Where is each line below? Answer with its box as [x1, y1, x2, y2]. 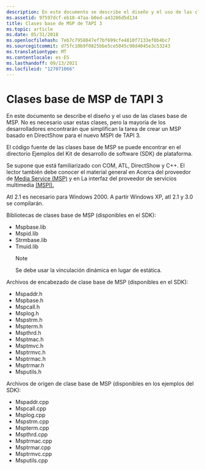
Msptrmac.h [15, 355, 46, 362]
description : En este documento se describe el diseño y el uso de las [6, 9, 192, 15]
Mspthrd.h [15, 329, 41, 337]
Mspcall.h [15, 303, 40, 310]
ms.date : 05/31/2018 [6, 32, 59, 38]
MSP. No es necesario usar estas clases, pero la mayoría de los [6, 119, 166, 126]
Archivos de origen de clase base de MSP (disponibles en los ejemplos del [6, 380, 194, 387]
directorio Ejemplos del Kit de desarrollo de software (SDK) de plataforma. [6, 150, 193, 158]
